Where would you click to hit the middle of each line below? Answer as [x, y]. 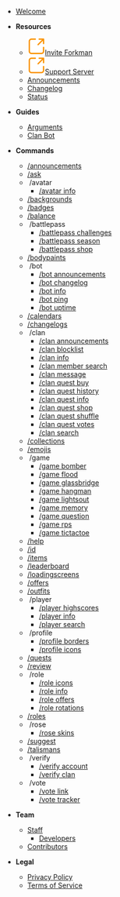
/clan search [59, 432]
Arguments [45, 127]
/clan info [54, 357]
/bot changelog [63, 283]
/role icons [56, 683]
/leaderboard [48, 566]
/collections [46, 441]
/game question [64, 516]
